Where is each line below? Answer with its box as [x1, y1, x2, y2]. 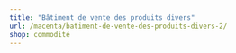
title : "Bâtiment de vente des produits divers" [9, 13, 195, 22]
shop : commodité [9, 30, 70, 39]
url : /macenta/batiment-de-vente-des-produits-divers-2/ [9, 22, 228, 31]
